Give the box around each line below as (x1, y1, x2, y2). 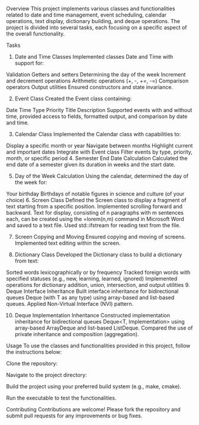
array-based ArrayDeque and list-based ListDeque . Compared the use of (14, 324, 193, 331)
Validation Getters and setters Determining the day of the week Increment (6, 71, 186, 78)
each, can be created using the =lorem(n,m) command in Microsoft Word (6, 216, 185, 222)
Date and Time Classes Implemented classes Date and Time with (14, 53, 174, 60)
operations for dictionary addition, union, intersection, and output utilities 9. (6, 282, 190, 288)
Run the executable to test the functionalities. (6, 394, 117, 401)
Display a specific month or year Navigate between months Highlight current (6, 142, 193, 149)
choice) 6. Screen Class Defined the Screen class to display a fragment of (6, 197, 187, 203)
